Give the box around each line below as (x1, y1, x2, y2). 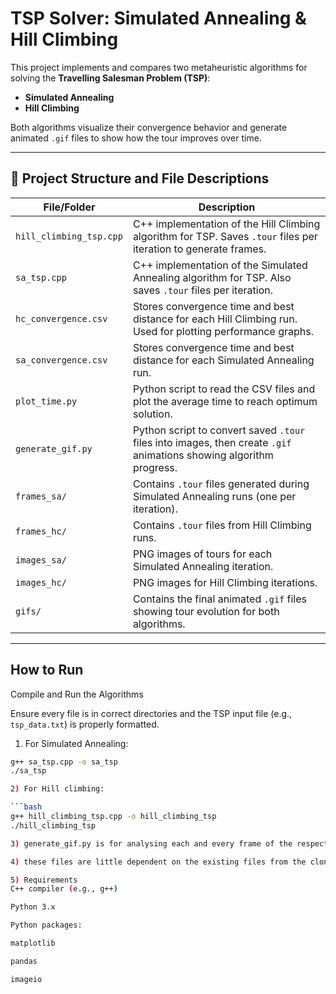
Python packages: (10, 920, 83, 931)
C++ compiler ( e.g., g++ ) (10, 884, 118, 894)
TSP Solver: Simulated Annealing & (10, 7, 307, 30)
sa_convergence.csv (15, 354, 108, 366)
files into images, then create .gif (132, 435, 292, 449)
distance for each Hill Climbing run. (132, 312, 298, 326)
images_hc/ (15, 577, 67, 588)
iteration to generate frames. (132, 242, 267, 256)
